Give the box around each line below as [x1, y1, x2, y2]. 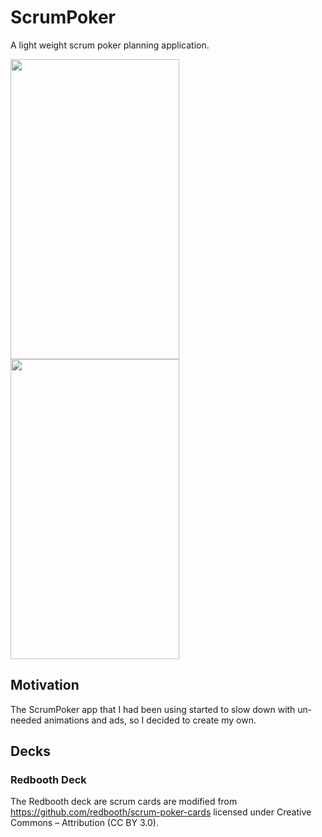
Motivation [10, 677, 80, 694]
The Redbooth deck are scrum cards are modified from [10, 796, 238, 808]
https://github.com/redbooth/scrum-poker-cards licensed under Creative [10, 806, 312, 818]
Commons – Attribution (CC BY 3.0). [10, 817, 159, 829]
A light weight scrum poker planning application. [10, 39, 210, 51]
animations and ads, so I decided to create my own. [43, 714, 257, 726]
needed [10, 714, 42, 726]
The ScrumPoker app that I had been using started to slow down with [10, 703, 296, 715]
